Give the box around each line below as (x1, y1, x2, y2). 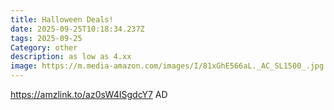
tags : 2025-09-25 (10, 33, 83, 43)
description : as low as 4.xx (10, 52, 132, 62)
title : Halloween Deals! (10, 14, 114, 25)
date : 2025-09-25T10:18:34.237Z (10, 24, 145, 34)
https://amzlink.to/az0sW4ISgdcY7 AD (10, 89, 168, 100)
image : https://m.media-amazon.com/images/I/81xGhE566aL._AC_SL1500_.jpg (10, 61, 325, 71)
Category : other (10, 42, 78, 53)
